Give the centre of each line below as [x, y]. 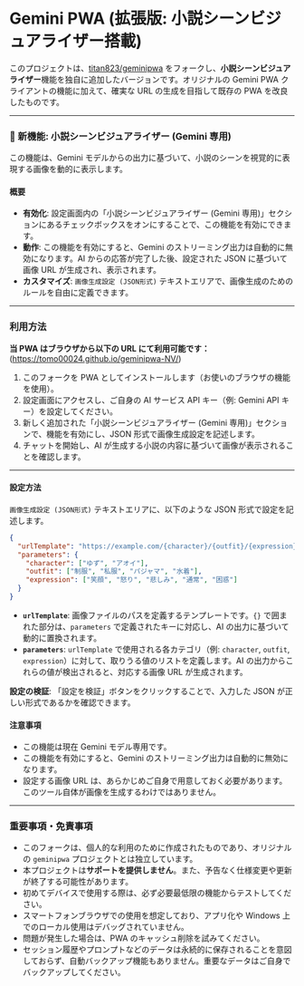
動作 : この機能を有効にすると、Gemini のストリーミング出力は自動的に [154, 247]
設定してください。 [82, 411]
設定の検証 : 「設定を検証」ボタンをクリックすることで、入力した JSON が [147, 691]
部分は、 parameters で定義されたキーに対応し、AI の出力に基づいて [164, 626]
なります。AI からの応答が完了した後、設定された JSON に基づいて [163, 258]
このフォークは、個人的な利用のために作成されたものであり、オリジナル [157, 847]
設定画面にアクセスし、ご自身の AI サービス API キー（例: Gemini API [151, 400]
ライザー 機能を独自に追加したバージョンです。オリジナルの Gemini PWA [144, 79]
